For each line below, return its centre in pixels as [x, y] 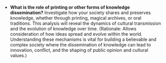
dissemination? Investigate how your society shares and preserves [80, 13]
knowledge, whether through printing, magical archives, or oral [76, 18]
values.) [18, 55]
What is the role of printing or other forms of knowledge [70, 7]
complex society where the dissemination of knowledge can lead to [80, 45]
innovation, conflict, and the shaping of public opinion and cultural [79, 50]
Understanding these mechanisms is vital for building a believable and [83, 39]
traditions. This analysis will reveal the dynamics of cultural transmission [85, 23]
